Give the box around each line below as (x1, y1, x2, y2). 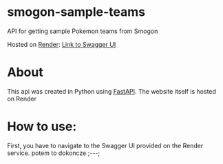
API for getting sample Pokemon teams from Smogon (7, 27, 158, 35)
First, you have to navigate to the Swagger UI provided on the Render (7, 141, 204, 150)
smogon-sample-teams (7, 4, 146, 20)
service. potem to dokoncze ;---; (7, 149, 100, 157)
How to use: (7, 119, 77, 134)
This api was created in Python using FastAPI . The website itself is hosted (7, 87, 217, 95)
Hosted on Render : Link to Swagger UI (7, 40, 116, 48)
